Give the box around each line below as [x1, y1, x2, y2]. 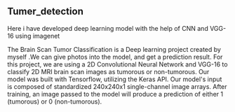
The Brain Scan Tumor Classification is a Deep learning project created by [7, 45, 221, 53]
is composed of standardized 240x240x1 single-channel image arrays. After [7, 82, 227, 90]
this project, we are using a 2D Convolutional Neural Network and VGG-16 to [7, 59, 228, 69]
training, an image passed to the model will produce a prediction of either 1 [7, 90, 223, 98]
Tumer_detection [7, 6, 84, 17]
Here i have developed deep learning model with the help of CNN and [7, 24, 208, 32]
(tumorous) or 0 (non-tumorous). [7, 97, 102, 106]
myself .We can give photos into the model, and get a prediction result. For [7, 52, 223, 61]
